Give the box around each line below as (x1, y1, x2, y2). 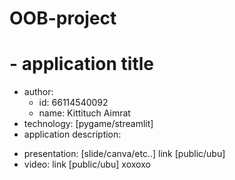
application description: (23, 128, 122, 141)
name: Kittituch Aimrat (38, 107, 131, 119)
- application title (9, 53, 154, 76)
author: (23, 86, 54, 98)
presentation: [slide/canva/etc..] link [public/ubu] (23, 148, 226, 160)
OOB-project (9, 7, 117, 30)
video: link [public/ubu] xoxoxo (23, 158, 151, 171)
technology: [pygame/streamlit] (23, 118, 154, 130)
